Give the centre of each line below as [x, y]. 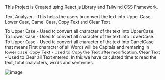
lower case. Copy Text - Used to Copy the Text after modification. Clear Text [82, 52]
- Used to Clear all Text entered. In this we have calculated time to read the [81, 57]
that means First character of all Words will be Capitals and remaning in [77, 47]
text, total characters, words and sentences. [50, 63]
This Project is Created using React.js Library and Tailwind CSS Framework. [82, 7]
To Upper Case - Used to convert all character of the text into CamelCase [79, 42]
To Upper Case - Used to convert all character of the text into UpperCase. [80, 31]
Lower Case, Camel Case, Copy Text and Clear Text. [58, 22]
